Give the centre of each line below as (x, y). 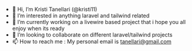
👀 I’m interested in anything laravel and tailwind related (81, 16)
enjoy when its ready (38, 28)
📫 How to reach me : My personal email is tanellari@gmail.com (92, 41)
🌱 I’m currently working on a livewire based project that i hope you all (99, 22)
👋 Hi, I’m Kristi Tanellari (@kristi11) (55, 9)
